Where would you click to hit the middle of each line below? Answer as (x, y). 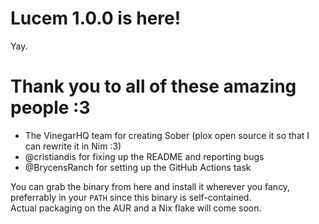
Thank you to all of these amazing (153, 86)
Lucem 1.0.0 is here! (96, 18)
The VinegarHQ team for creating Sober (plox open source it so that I (167, 135)
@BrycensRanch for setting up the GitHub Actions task (138, 167)
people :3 (50, 108)
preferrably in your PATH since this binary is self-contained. (131, 197)
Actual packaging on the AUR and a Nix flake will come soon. (136, 208)
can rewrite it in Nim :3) (73, 146)
